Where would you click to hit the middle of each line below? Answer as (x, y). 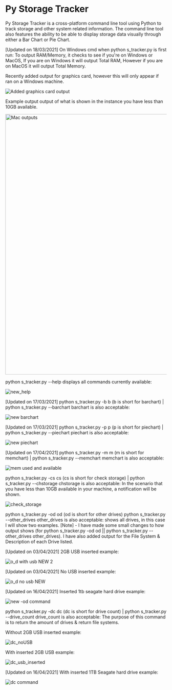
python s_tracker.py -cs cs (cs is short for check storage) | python (75, 478)
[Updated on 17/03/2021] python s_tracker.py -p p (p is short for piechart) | (84, 427)
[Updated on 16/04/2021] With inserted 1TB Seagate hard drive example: (82, 672)
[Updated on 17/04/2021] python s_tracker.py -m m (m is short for (75, 452)
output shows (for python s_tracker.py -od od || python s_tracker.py (77, 530)
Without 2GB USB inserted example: (44, 632)
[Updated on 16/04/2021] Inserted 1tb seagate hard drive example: (76, 591)
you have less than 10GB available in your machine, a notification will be (81, 489)
